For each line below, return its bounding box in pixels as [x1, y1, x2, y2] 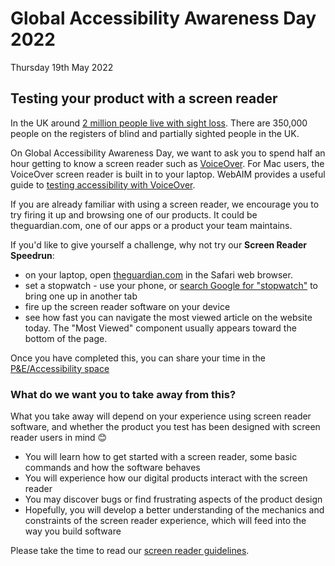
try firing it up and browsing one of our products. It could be [10, 208, 258, 221]
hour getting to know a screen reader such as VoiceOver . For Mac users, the [10, 157, 325, 169]
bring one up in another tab [24, 290, 138, 302]
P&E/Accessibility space [10, 362, 110, 374]
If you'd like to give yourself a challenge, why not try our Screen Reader [10, 238, 308, 251]
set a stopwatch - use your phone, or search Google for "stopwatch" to [24, 279, 318, 291]
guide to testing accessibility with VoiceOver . [10, 178, 196, 191]
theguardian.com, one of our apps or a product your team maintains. [10, 219, 293, 231]
